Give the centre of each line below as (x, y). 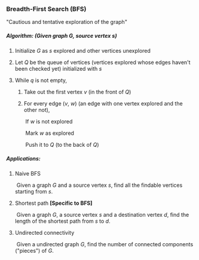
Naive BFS (27, 174)
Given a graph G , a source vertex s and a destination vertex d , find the (103, 215)
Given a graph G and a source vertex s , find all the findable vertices (99, 185)
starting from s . (34, 192)
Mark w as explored (50, 133)
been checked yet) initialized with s (58, 69)
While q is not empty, (41, 80)
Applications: (23, 158)
